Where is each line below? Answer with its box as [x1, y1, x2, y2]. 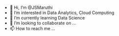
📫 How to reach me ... [9, 26, 55, 31]
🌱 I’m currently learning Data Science [9, 15, 85, 20]
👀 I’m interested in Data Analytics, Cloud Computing [9, 10, 115, 16]
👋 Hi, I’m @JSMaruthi [9, 5, 53, 10]
